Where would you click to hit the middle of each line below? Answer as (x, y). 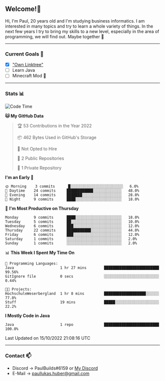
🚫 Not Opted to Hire (37, 148)
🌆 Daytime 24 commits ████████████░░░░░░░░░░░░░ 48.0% (72, 190)
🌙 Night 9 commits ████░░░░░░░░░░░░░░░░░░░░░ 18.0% (72, 199)
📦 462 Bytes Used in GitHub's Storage (57, 137)
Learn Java (24, 70)
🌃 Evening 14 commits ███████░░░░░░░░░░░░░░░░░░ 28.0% (72, 195)
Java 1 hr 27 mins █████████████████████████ (82, 268)
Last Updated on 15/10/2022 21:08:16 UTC (48, 338)
